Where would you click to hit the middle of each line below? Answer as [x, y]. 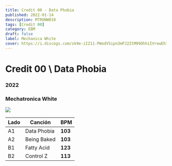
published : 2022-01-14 [29, 15]
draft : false [19, 34]
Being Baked [40, 139]
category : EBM [20, 29]
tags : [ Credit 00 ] [25, 24]
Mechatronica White [31, 99]
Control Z [36, 156]
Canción [40, 122]
